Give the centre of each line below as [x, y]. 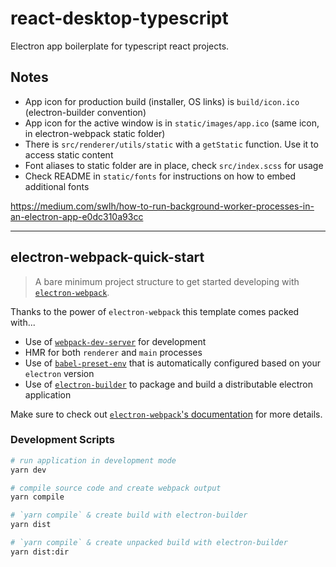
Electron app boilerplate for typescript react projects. [120, 46]
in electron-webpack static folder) [95, 133]
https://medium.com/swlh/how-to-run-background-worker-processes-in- [162, 206]
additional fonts [57, 186]
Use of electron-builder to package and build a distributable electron [169, 384]
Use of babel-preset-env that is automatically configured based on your [172, 363]
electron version [59, 373]
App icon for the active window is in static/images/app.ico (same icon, [172, 123]
